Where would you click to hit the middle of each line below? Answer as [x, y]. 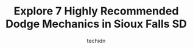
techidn [96, 41]
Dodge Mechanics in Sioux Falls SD [96, 24]
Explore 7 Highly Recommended [96, 11]
